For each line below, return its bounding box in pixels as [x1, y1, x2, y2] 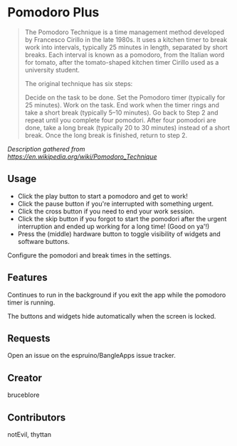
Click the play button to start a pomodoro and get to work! [17, 191, 189, 200]
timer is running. [7, 298, 56, 307]
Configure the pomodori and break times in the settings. [7, 250, 172, 260]
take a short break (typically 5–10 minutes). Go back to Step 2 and [24, 108, 218, 117]
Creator [7, 371, 43, 384]
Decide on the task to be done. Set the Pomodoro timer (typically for [24, 93, 226, 102]
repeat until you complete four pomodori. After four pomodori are [24, 115, 216, 124]
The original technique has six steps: [24, 79, 133, 87]
